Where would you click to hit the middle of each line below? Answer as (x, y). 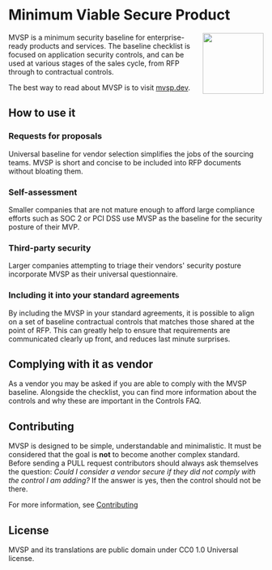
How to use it (42, 113)
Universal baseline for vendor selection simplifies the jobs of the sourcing (131, 154)
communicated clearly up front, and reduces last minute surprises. (119, 339)
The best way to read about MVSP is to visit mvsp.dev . (99, 88)
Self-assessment (43, 192)
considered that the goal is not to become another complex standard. (124, 455)
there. (18, 489)
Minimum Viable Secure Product (119, 15)
